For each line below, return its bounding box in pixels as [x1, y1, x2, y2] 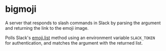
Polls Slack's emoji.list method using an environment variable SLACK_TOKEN [5, 35, 155, 41]
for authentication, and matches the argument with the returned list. [5, 40, 143, 46]
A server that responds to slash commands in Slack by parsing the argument [5, 20, 161, 26]
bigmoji [5, 3, 37, 15]
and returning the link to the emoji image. [5, 25, 89, 31]
